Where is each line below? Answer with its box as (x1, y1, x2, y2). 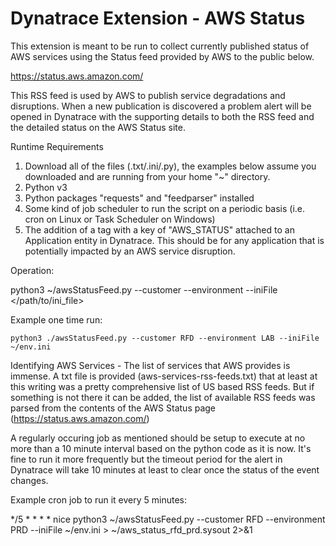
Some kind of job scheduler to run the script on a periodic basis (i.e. (24, 202, 306, 214)
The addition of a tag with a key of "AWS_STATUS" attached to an (24, 223, 295, 236)
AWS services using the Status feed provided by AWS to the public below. (10, 50, 315, 62)
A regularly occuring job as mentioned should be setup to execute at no (10, 432, 306, 444)
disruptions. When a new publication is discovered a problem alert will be (10, 100, 312, 112)
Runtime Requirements (10, 140, 104, 152)
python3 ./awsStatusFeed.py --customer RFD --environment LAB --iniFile (10, 333, 320, 343)
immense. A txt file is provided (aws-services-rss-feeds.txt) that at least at (10, 370, 318, 382)
